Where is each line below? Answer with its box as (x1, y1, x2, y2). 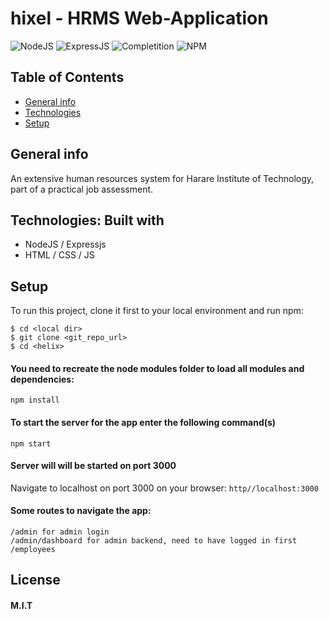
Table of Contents (10, 69, 125, 86)
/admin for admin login (10, 527, 110, 537)
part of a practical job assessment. (10, 183, 154, 195)
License (10, 572, 61, 589)
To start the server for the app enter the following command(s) (10, 416, 277, 428)
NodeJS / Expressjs (24, 238, 107, 251)
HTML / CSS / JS (24, 249, 95, 261)
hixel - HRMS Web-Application (10, 7, 269, 30)
